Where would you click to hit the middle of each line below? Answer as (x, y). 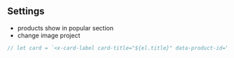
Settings (26, 11)
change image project (49, 35)
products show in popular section (65, 28)
